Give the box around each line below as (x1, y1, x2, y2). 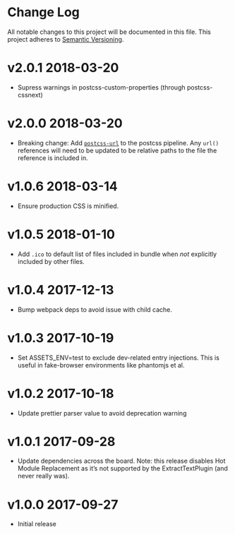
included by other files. (17, 257, 85, 265)
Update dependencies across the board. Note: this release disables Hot (17, 456, 226, 466)
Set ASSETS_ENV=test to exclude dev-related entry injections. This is (17, 353, 220, 362)
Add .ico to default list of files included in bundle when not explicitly (17, 250, 217, 258)
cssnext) (17, 90, 44, 99)
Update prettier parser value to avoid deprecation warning (17, 408, 187, 417)
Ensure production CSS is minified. (17, 202, 119, 210)
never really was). (17, 472, 70, 480)
